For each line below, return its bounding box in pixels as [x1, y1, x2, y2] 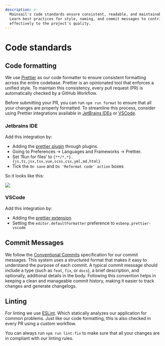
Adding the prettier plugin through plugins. [12, 143, 99, 149]
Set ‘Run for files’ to [12, 153, 53, 160]
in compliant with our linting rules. [5, 335, 74, 342]
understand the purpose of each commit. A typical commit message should [5, 262, 158, 268]
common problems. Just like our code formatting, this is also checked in [5, 316, 151, 321]
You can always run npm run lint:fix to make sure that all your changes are [5, 330, 160, 336]
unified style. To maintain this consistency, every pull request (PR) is [5, 85, 143, 91]
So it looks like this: [5, 173, 44, 178]
